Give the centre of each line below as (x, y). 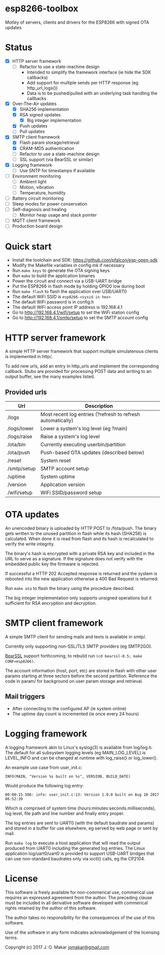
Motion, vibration (37, 187)
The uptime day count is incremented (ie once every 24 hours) (75, 714)
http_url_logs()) (42, 88)
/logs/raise (20, 437)
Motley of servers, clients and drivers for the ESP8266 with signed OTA (77, 22)
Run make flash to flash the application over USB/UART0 (69, 292)
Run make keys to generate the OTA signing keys (61, 271)
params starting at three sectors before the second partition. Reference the (81, 676)
